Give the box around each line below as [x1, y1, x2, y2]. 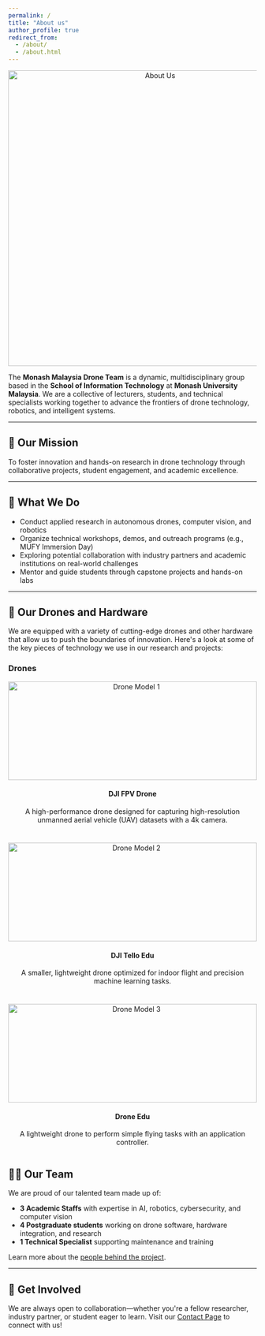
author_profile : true [8, 26, 80, 34]
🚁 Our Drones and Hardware [8, 606, 148, 619]
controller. [115, 1137, 150, 1148]
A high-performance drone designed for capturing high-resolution [24, 806, 241, 816]
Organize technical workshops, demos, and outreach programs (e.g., [19, 533, 244, 543]
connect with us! [8, 1320, 62, 1330]
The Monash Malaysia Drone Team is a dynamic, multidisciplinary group [8, 372, 245, 382]
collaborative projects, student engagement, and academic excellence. [8, 465, 239, 475]
